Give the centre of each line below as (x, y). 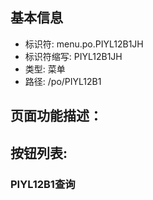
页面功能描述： (56, 116)
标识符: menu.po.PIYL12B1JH (84, 44)
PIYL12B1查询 (43, 184)
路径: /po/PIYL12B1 (63, 81)
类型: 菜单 (45, 69)
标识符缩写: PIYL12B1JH (73, 56)
